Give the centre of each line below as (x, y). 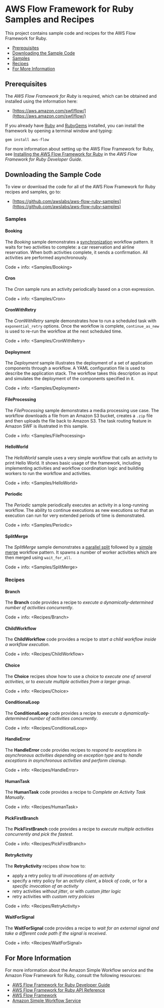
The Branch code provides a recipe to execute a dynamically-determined (79, 602)
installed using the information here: (41, 101)
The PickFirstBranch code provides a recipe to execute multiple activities (80, 829)
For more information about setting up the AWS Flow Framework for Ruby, (80, 149)
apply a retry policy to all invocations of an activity (63, 875)
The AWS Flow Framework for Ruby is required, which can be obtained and (81, 96)
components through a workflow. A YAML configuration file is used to (75, 368)
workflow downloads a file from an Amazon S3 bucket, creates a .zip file (79, 416)
